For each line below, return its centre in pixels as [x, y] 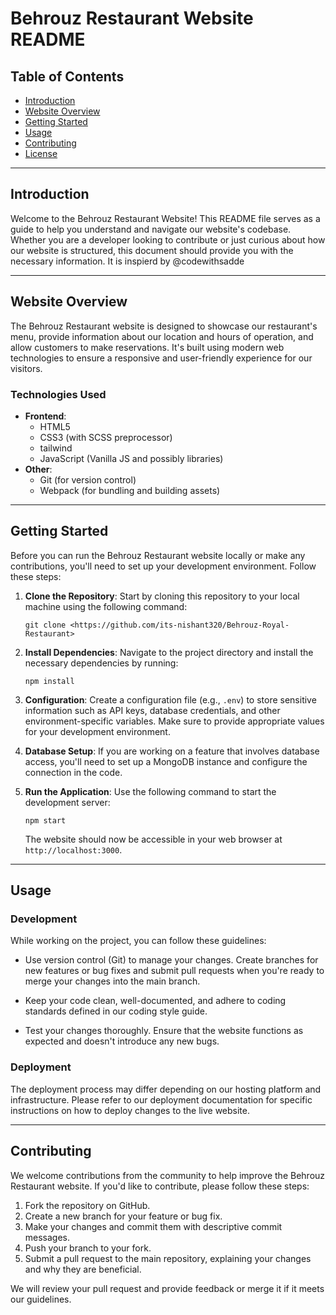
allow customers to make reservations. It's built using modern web [147, 347]
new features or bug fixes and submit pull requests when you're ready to [174, 971]
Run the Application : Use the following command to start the [150, 791]
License [41, 153]
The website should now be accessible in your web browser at [153, 839]
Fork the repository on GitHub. [87, 1205]
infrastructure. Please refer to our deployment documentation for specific [161, 1099]
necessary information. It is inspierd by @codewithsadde [127, 261]
